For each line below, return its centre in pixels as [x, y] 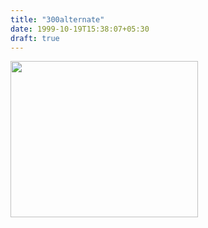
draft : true [35, 38]
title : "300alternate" [57, 19]
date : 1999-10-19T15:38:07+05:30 [80, 29]
